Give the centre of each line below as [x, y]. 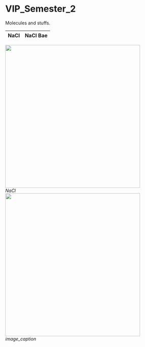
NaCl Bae [36, 35]
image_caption [21, 339]
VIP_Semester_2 [41, 9]
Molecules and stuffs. [28, 23]
